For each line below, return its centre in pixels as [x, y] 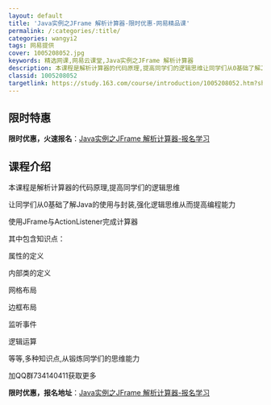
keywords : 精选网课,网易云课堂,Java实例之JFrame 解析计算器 [101, 61]
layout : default [35, 16]
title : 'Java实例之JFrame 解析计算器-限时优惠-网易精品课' [99, 23]
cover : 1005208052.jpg [46, 53]
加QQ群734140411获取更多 [52, 376]
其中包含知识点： [37, 239]
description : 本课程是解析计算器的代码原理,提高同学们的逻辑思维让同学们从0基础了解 [134, 68]
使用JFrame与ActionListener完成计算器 [73, 221]
